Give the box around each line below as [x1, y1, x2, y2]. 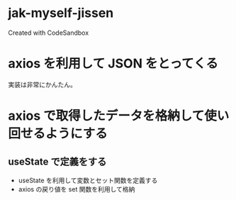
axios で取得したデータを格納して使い [8, 108, 230, 124]
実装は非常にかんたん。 [8, 80, 77, 89]
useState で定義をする [8, 156, 107, 168]
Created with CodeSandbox [8, 28, 89, 37]
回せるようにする [8, 126, 108, 142]
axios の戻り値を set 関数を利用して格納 [18, 184, 135, 193]
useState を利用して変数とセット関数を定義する [18, 176, 158, 184]
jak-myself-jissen [8, 5, 114, 21]
